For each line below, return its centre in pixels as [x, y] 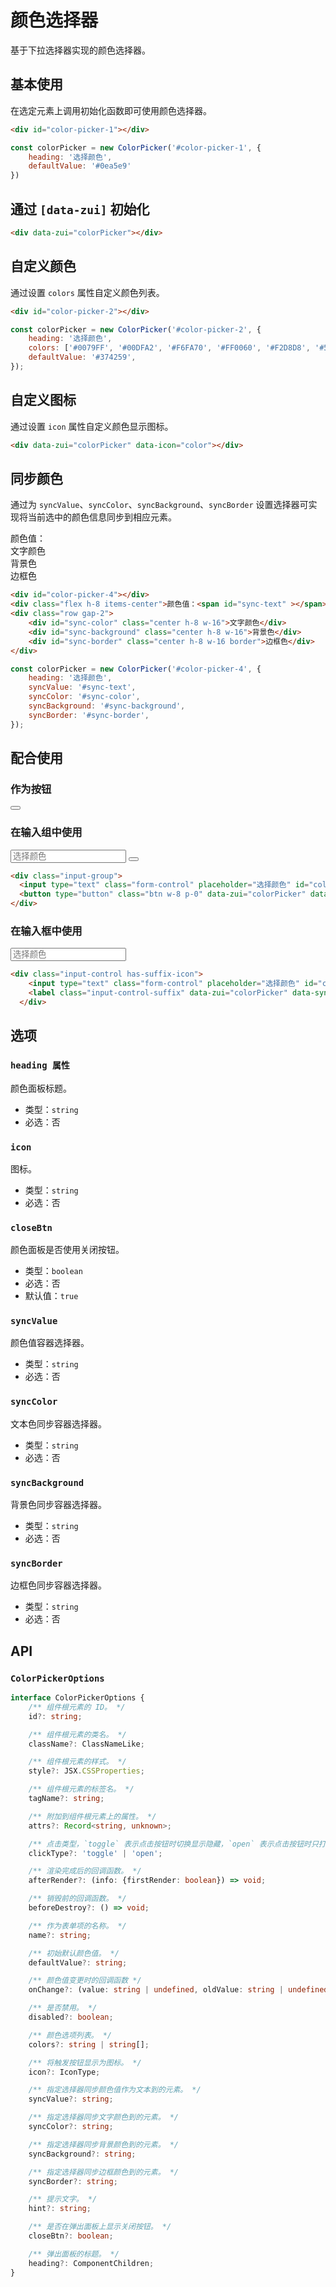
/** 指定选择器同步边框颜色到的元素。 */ [104, 2172]
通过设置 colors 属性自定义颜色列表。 [87, 292]
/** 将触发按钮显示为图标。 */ [85, 2062]
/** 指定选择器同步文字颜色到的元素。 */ [104, 2117]
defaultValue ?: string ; [78, 1962]
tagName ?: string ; [66, 1799]
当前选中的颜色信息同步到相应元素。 [102, 517]
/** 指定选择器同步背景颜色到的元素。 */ [104, 2144]
